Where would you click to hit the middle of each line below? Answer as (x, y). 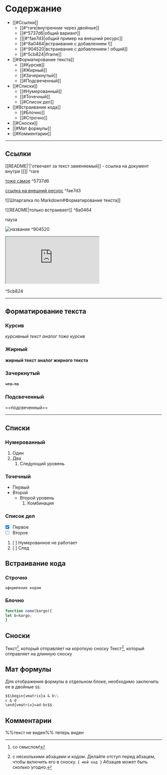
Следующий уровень (42, 464)
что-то (12, 384)
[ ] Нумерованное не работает (45, 542)
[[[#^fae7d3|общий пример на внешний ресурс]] (71, 38)
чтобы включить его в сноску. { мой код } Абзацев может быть (80, 762)
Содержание (34, 9)
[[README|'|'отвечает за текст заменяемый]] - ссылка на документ (77, 166)
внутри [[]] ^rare (22, 171)
